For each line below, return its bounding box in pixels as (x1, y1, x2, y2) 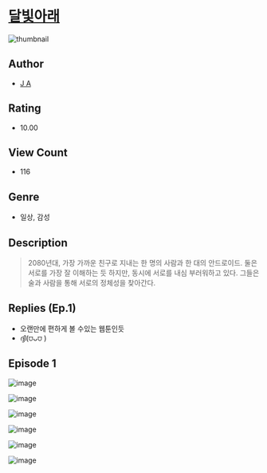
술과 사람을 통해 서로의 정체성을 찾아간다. (27, 278, 156, 287)
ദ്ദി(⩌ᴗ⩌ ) (19, 333, 47, 343)
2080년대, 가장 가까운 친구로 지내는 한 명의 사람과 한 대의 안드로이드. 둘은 (27, 258, 257, 267)
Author (8, 57, 44, 71)
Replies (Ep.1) (8, 302, 77, 315)
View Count (8, 145, 68, 160)
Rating (8, 101, 41, 116)
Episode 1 (8, 357, 57, 371)
